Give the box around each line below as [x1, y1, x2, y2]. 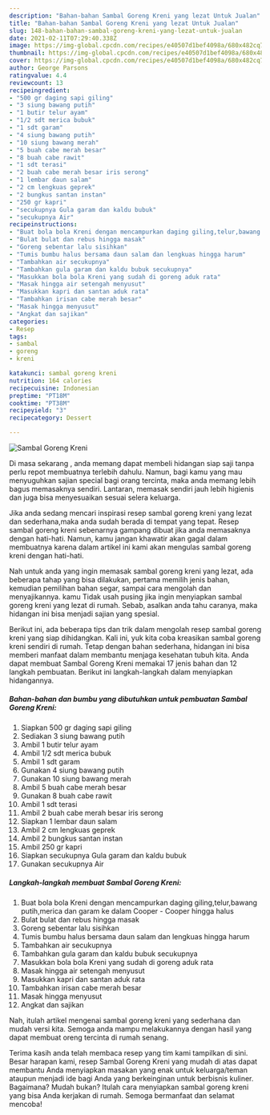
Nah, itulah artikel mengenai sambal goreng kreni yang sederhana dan [9, 1016, 241, 1025]
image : [9, 42, 31, 50]
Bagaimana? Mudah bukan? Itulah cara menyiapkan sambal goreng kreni [9, 1082, 249, 1092]
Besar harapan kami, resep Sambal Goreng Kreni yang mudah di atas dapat [9, 1056, 258, 1066]
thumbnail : [9, 49, 46, 57]
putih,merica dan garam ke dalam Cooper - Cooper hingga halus [20, 906, 235, 915]
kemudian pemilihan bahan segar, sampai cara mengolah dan [9, 583, 212, 593]
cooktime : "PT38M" [9, 399, 71, 407]
